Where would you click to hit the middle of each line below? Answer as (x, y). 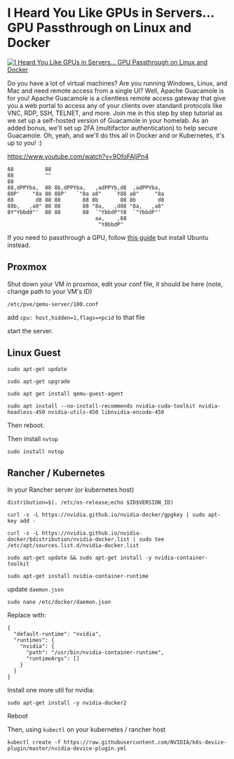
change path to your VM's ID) (50, 291)
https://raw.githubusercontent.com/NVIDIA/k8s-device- (145, 743)
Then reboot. (26, 425)
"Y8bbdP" (111, 224)
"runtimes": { (34, 640)
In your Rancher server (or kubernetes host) (71, 490)
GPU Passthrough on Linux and (99, 28)
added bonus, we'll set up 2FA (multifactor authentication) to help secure (112, 128)
